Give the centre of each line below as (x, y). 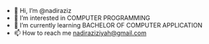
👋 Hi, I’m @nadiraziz (42, 11)
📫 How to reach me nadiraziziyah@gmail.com (80, 33)
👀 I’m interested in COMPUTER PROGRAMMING (82, 18)
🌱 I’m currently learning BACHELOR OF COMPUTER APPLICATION (108, 25)
